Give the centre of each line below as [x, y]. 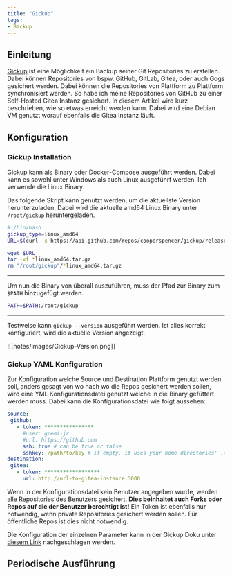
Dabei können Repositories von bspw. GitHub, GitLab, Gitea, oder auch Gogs [116, 79]
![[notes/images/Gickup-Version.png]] [61, 346]
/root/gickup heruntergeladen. [51, 215]
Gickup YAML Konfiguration [55, 364]
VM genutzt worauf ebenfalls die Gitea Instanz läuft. [81, 116]
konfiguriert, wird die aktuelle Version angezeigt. [76, 333]
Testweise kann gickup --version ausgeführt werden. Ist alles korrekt [106, 325]
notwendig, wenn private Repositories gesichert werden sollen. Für [103, 514]
